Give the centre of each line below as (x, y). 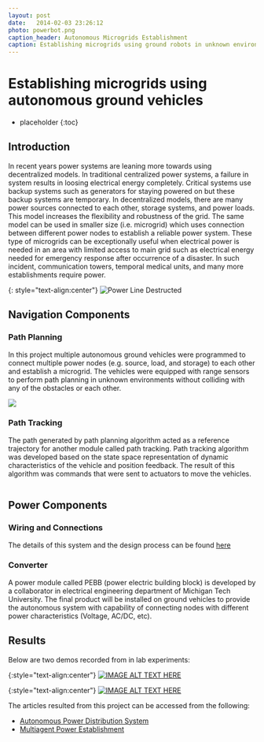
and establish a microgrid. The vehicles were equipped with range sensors (129, 371)
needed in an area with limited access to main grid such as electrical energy (131, 250)
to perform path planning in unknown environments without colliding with (126, 380)
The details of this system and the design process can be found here (119, 545)
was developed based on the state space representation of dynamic (119, 457)
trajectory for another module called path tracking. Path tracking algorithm (128, 448)
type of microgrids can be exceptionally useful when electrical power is (124, 241)
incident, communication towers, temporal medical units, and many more (126, 266)
